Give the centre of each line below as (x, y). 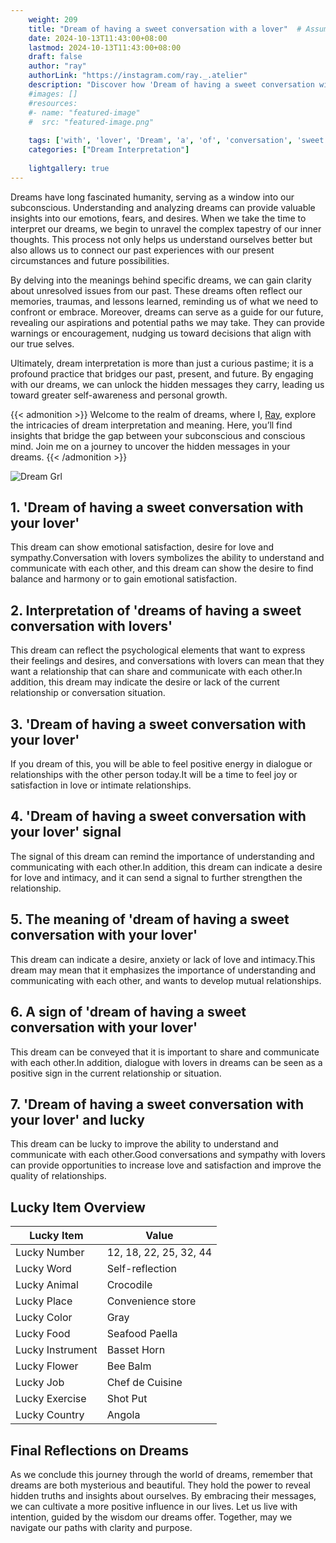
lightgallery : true (69, 168)
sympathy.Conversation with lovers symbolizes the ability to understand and (167, 558)
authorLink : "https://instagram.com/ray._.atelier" (138, 76)
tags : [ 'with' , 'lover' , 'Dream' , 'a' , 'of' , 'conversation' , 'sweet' (178, 141)
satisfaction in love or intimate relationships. (101, 785)
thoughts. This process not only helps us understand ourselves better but (161, 239)
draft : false (55, 57)
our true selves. (42, 343)
